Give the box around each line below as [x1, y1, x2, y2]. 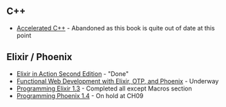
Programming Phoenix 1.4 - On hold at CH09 [16, 91, 144, 99]
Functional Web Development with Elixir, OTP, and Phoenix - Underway [16, 77, 219, 85]
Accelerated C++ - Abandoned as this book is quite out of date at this [16, 23, 215, 32]
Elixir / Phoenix [6, 51, 73, 63]
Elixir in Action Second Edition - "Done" [16, 69, 129, 78]
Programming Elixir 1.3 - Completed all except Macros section [16, 84, 192, 93]
